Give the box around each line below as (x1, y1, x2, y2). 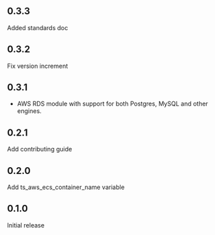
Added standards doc (7, 23, 68, 32)
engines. (16, 107, 42, 115)
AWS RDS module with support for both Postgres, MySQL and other (16, 99, 209, 108)
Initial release (7, 221, 45, 229)
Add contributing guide (7, 145, 73, 153)
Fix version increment (7, 62, 68, 70)
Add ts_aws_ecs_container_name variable (7, 183, 125, 191)
